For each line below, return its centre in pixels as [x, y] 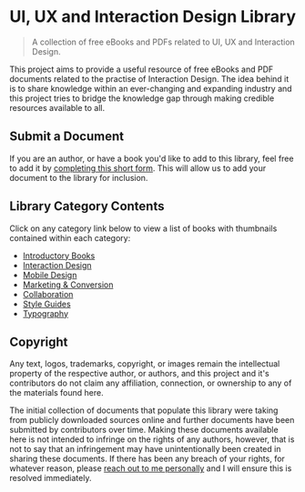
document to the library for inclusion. [79, 177]
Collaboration [48, 294]
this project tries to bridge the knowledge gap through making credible [142, 98]
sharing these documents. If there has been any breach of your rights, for [147, 459]
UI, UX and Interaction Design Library [152, 17]
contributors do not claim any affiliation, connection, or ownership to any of [151, 383]
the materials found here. [56, 393]
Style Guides [46, 304]
